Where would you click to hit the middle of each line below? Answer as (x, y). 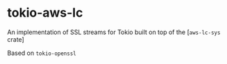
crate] (16, 39)
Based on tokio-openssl (42, 53)
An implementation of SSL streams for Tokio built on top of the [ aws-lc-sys (114, 32)
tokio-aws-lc (45, 13)
